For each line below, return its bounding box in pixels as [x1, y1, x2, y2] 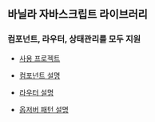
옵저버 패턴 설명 [18, 104, 69, 114]
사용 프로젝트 [18, 53, 61, 63]
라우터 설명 [18, 87, 54, 97]
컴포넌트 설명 [18, 71, 61, 80]
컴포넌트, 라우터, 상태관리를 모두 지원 [7, 34, 141, 45]
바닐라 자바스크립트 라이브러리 [7, 7, 149, 22]
